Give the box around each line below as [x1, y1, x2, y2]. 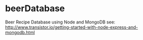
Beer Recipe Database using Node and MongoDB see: [5, 19, 115, 25]
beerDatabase [5, 3, 65, 14]
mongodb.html [5, 29, 35, 35]
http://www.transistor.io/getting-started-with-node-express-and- [5, 24, 138, 30]
